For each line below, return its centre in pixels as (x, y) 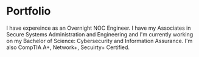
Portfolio (29, 11)
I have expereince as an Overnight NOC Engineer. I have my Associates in (99, 28)
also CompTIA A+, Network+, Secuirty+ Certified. (68, 47)
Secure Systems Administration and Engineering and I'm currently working (100, 34)
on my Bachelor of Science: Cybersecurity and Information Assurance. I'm (100, 41)
